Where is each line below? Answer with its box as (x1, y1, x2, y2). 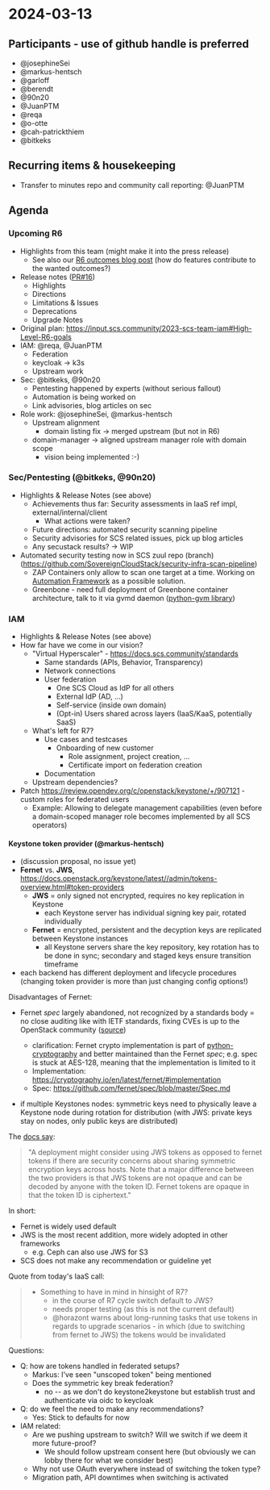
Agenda (8, 203, 49, 218)
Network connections (44, 666, 116, 676)
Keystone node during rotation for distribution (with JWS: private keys (19, 1108, 252, 1117)
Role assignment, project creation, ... (68, 752, 190, 762)
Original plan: (19, 323, 64, 333)
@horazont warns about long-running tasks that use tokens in (52, 1313, 258, 1323)
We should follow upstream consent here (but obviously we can (44, 1447, 256, 1457)
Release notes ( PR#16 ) (19, 272, 95, 282)
